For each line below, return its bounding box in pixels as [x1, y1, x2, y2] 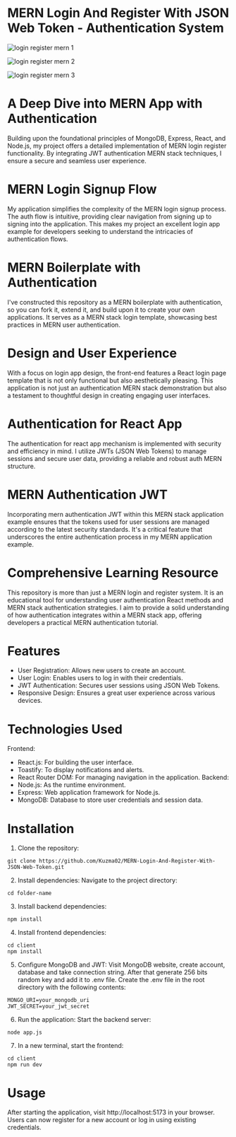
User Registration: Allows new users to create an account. [17, 666, 186, 675]
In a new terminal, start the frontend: [17, 1042, 124, 1050]
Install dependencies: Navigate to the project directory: [17, 876, 178, 885]
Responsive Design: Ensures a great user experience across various [17, 689, 216, 697]
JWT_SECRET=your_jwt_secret [7, 1003, 90, 1010]
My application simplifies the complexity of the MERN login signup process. [7, 204, 227, 213]
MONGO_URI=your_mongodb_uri [7, 997, 90, 1004]
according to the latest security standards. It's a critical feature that [7, 525, 203, 533]
